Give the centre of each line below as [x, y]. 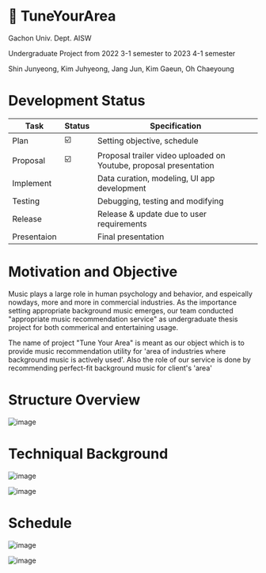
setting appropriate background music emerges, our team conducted [121, 310]
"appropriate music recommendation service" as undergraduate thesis [123, 319]
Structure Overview [74, 400]
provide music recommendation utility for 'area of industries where [117, 351]
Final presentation [131, 237]
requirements [122, 223]
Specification [176, 126]
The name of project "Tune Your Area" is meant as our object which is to [127, 343]
